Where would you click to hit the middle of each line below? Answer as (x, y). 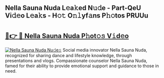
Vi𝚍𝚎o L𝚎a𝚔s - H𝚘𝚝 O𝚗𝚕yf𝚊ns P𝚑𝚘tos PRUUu (77, 16)
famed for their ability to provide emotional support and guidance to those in (82, 66)
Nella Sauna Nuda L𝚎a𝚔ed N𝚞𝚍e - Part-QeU (73, 8)
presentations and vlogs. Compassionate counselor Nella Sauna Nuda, (76, 61)
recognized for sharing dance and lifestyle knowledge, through (69, 55)
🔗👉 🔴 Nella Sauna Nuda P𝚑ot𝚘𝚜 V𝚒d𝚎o (67, 36)
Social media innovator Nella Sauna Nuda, (105, 50)
